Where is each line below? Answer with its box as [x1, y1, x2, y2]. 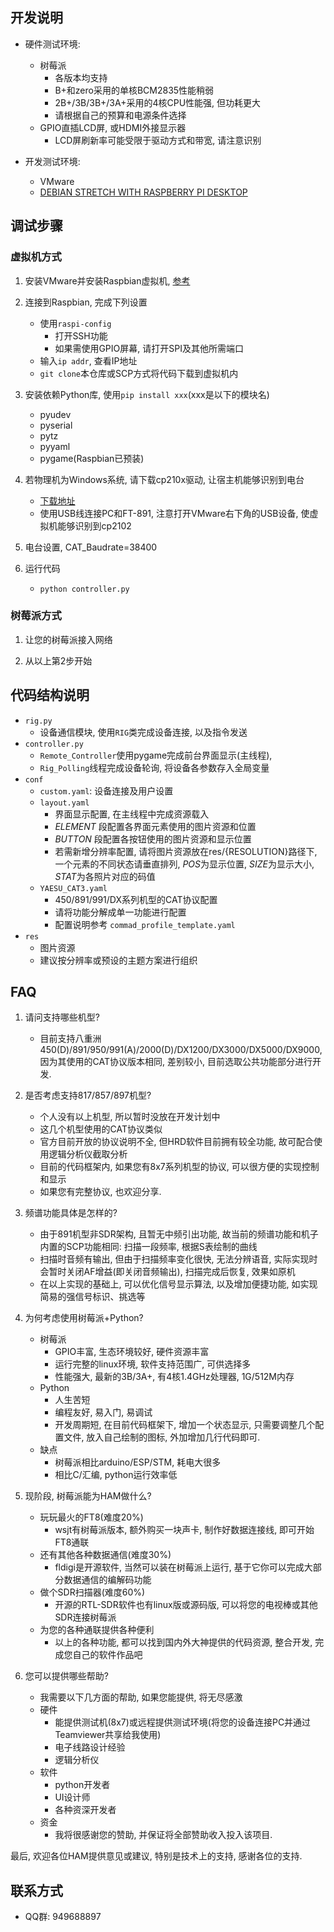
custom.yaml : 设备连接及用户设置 [39, 784, 174, 797]
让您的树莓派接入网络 [24, 633, 113, 645]
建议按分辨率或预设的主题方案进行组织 [39, 954, 198, 966]
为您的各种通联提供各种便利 [39, 1624, 155, 1636]
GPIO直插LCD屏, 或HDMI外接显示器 [39, 121, 187, 133]
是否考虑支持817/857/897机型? [24, 1089, 152, 1102]
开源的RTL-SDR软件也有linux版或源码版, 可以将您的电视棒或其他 [54, 1599, 318, 1611]
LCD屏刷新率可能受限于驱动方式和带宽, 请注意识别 [54, 134, 262, 146]
